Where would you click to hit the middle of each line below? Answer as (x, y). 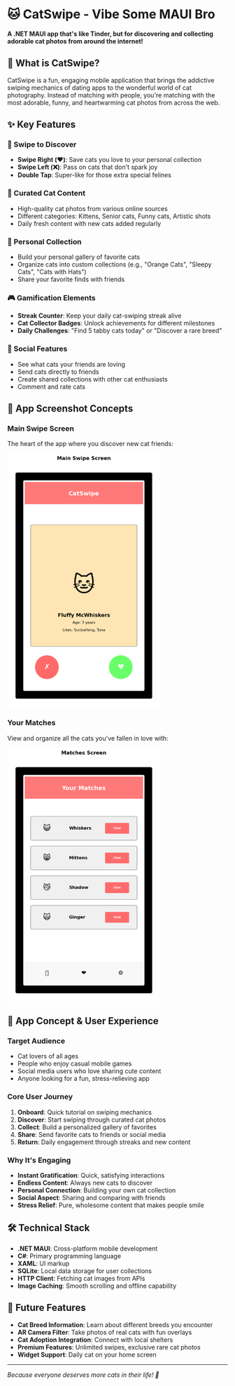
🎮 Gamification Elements (51, 297)
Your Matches (31, 723)
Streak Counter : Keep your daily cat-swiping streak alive (99, 316)
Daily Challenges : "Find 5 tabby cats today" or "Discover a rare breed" (120, 331)
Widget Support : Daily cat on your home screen (87, 1354)
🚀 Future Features (47, 1308)
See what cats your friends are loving (71, 364)
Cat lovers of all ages (48, 1056)
